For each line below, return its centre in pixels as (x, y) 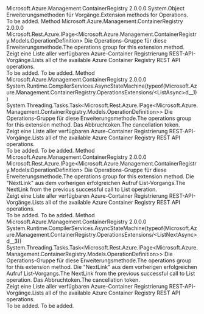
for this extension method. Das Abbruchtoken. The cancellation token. (93, 125)
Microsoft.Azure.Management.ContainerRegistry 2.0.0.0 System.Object (95, 8)
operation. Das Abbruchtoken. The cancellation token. (73, 280)
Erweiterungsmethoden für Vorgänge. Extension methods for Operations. (97, 15)
